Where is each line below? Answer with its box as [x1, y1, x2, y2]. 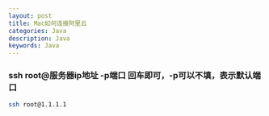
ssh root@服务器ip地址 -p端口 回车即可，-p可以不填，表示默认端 [8, 70, 261, 81]
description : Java [8, 34, 70, 43]
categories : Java [8, 27, 67, 35]
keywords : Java [8, 42, 60, 50]
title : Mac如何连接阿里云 [8, 19, 87, 27]
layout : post [8, 11, 53, 20]
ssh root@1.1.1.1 [8, 101, 67, 109]
